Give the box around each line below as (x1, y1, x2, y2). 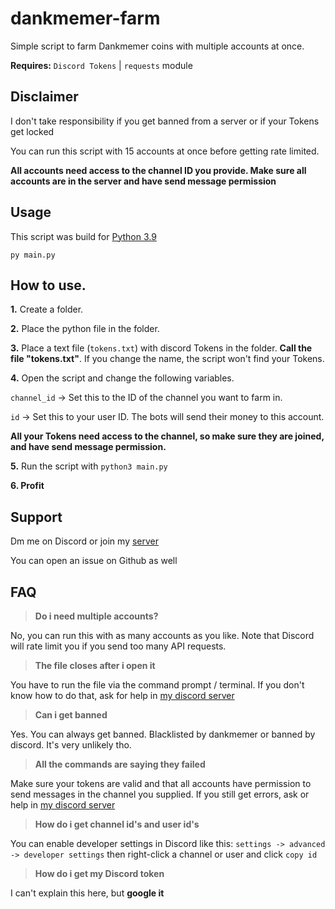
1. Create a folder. (10, 303, 84, 316)
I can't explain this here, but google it (10, 887, 165, 899)
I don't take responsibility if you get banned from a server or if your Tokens (10, 115, 320, 127)
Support (10, 508, 63, 526)
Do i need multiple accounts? (34, 610, 159, 622)
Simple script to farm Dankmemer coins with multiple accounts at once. (10, 40, 305, 52)
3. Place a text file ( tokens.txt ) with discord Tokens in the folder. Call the (10, 342, 313, 354)
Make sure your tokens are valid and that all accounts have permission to (10, 778, 312, 789)
